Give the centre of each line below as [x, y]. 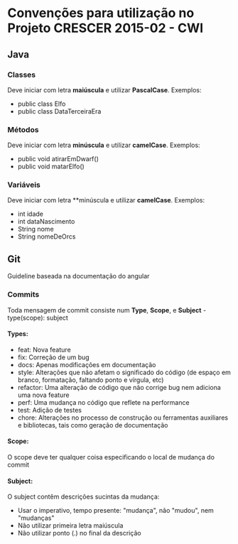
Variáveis [24, 185]
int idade [31, 214]
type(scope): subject [38, 317]
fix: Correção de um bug [54, 357]
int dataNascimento [46, 222]
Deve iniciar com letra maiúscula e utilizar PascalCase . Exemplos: [104, 89]
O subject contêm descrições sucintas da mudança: [83, 497]
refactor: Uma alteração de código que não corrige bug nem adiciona [119, 387]
